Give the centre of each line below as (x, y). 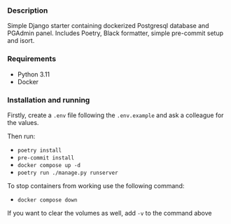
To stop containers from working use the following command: (96, 185)
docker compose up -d (49, 165)
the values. (23, 122)
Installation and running (49, 100)
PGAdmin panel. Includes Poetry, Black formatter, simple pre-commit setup (115, 33)
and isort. (21, 41)
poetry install (40, 150)
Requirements (32, 59)
